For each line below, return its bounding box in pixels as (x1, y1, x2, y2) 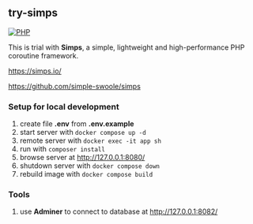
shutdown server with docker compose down (19, 161, 160, 170)
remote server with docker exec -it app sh (19, 136, 162, 145)
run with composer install (19, 144, 105, 154)
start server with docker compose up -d (19, 128, 146, 137)
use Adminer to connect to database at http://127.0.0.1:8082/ (19, 207, 218, 216)
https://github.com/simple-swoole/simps (8, 81, 141, 91)
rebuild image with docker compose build (19, 170, 153, 179)
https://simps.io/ (8, 66, 62, 76)
